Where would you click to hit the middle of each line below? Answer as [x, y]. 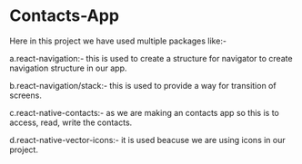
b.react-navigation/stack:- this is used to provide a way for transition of [143, 85]
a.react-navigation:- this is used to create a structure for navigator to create [151, 58]
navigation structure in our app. [68, 68]
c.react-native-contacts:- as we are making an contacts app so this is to [144, 112]
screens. [26, 95]
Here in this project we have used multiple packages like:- [118, 41]
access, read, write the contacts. [71, 122]
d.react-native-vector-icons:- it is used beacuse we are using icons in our [147, 140]
